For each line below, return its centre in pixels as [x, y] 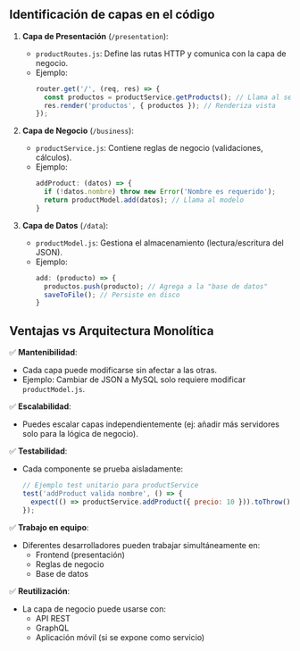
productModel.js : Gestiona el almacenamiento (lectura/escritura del [159, 242]
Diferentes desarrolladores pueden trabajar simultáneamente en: [141, 545]
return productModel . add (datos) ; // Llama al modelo [143, 200]
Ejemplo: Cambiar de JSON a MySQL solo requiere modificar [134, 380]
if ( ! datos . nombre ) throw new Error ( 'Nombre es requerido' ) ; [160, 192]
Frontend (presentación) [80, 555]
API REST [53, 618]
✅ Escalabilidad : [40, 406]
